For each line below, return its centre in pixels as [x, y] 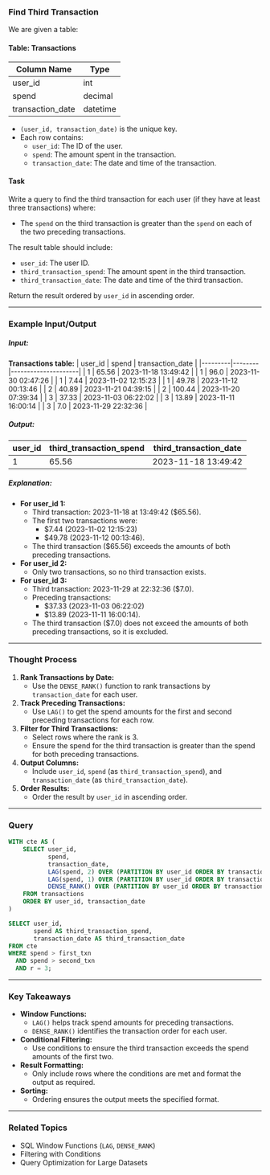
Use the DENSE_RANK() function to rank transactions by [121, 686]
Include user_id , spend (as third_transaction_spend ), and [127, 771]
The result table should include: [61, 247]
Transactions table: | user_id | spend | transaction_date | [103, 363]
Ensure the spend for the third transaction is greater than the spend [143, 745]
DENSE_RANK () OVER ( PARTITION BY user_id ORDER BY [134, 886]
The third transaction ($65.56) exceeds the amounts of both [131, 546]
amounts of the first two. [73, 1057]
